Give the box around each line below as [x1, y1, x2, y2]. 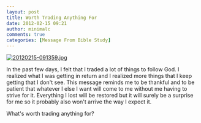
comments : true [6, 32, 45, 38]
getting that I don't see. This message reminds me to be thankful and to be [6, 79, 195, 86]
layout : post [6, 9, 40, 15]
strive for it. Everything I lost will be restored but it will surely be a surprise [6, 92, 194, 99]
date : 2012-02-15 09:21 [6, 20, 67, 26]
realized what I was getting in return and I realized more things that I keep [6, 72, 192, 79]
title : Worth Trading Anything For [6, 15, 97, 21]
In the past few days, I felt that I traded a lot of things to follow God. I [6, 66, 180, 73]
